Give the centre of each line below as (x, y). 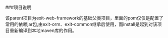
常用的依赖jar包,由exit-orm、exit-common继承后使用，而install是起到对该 (81, 24)
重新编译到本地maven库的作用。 (43, 30)
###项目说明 (18, 7)
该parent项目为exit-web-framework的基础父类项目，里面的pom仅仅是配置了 (85, 18)
